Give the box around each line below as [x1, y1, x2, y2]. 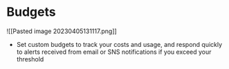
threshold [16, 55, 44, 63]
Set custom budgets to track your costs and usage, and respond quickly [16, 40, 223, 48]
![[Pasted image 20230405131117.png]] [6, 27, 117, 35]
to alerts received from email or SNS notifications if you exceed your [16, 48, 212, 56]
